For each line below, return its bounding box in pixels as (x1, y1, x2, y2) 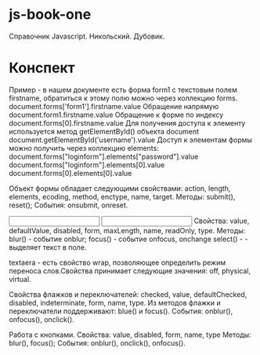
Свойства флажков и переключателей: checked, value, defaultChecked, (9, 289, 247, 299)
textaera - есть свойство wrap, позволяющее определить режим (9, 258, 226, 267)
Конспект (9, 59, 75, 77)
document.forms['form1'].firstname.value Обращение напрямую (9, 101, 219, 111)
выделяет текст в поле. (9, 242, 87, 252)
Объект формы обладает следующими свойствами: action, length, (9, 183, 231, 193)
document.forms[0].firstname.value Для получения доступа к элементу (9, 118, 246, 127)
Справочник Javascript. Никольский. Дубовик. (9, 31, 165, 41)
